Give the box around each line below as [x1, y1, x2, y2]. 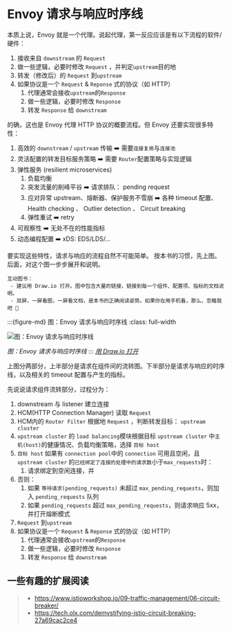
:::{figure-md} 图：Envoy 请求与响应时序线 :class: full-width [7, 318, 177, 326]
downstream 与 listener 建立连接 [17, 399, 109, 408]
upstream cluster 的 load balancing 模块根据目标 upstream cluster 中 [17, 432, 215, 440]
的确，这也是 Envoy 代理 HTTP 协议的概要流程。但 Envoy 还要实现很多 [7, 120, 208, 129]
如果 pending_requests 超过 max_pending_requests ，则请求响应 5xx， [27, 501, 223, 509]
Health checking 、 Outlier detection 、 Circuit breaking [27, 204, 186, 212]
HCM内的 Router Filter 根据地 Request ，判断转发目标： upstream [17, 417, 206, 426]
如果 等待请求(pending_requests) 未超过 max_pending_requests [27, 484, 202, 492]
